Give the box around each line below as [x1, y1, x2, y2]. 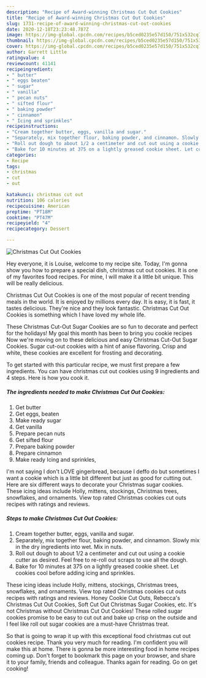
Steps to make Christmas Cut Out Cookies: [6, 514, 118, 522]
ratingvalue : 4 [6, 55, 45, 61]
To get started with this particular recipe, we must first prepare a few [6, 361, 180, 368]
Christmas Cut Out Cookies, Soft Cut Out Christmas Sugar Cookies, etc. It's [6, 601, 197, 608]
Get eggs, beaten [15, 410, 59, 417]
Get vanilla [15, 423, 42, 430]
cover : [6, 44, 23, 50]
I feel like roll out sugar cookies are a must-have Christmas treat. [6, 620, 170, 628]
